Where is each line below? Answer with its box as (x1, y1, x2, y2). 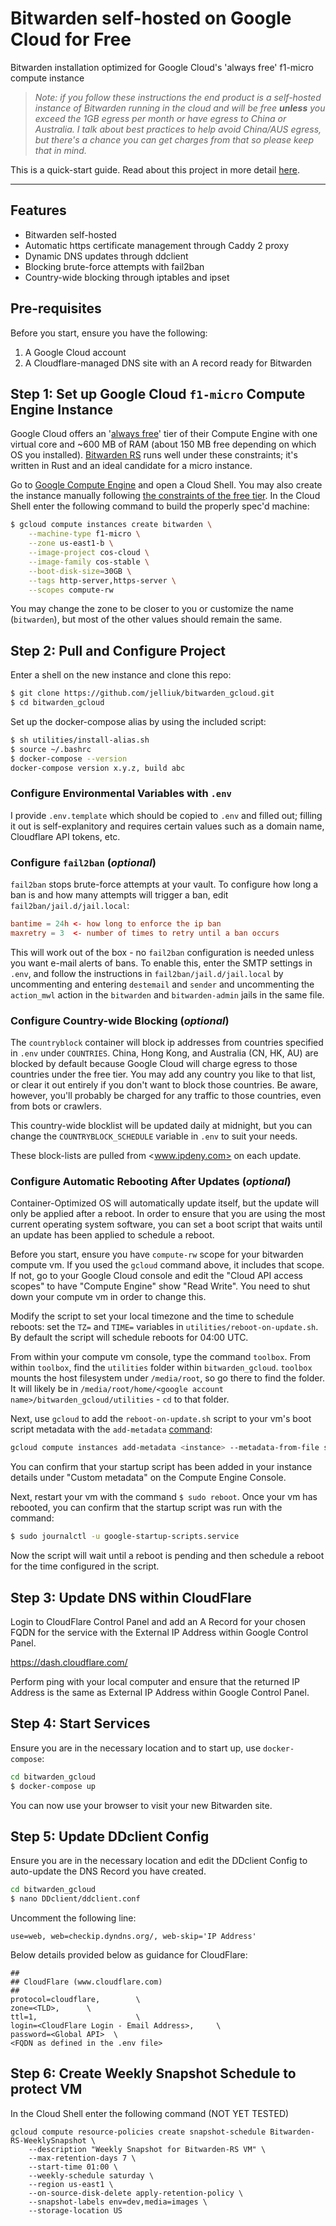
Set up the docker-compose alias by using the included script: (10, 715, 267, 727)
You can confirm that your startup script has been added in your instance (10, 1461, 313, 1473)
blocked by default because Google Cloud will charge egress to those (10, 1058, 298, 1070)
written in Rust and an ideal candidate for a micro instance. (10, 460, 253, 472)
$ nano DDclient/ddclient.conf (10, 1894, 141, 1904)
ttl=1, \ (10, 2012, 141, 2022)
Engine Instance (10, 401, 114, 418)
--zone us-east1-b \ (28, 538, 114, 549)
